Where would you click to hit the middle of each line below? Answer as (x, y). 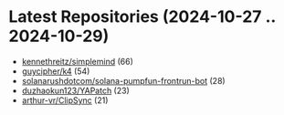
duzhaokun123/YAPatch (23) (75, 90)
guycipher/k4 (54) (56, 71)
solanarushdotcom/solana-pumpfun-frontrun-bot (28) (123, 80)
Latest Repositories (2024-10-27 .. (142, 17)
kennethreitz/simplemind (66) (78, 61)
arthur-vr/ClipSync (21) (65, 100)
